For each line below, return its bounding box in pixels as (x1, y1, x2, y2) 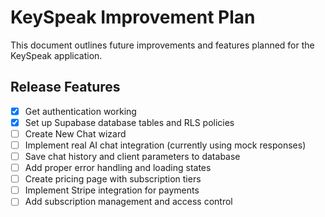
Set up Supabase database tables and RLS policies (24, 116, 235, 128)
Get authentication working (24, 105, 137, 117)
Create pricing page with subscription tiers (24, 173, 202, 185)
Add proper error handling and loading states (24, 162, 212, 174)
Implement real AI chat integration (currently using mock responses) (24, 139, 307, 151)
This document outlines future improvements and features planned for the (10, 39, 315, 51)
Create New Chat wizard (24, 127, 127, 140)
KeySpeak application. (10, 49, 103, 61)
